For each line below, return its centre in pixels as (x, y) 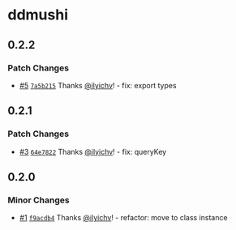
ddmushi (38, 15)
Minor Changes (39, 200)
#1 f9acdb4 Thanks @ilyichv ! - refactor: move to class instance (123, 218)
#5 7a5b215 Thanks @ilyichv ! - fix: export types (98, 85)
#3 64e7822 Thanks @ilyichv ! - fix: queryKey (93, 151)
